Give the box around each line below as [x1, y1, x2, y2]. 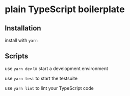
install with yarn [5, 37, 38, 43]
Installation [5, 24, 41, 33]
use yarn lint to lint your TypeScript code [5, 85, 94, 91]
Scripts [5, 52, 29, 60]
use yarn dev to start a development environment [5, 65, 108, 72]
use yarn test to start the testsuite [5, 75, 77, 81]
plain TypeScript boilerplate [5, 4, 125, 15]
